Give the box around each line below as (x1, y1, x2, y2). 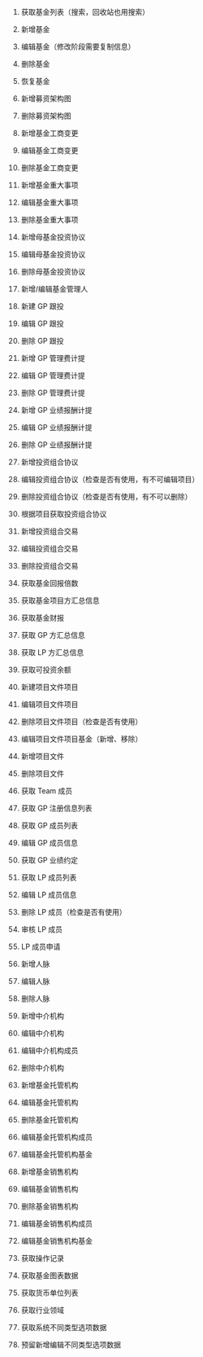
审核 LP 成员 (20, 924, 63, 934)
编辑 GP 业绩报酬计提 (20, 423, 93, 432)
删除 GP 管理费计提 (20, 388, 86, 397)
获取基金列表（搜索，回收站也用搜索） (20, 7, 149, 16)
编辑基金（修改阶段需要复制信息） (20, 42, 136, 51)
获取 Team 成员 (20, 786, 73, 796)
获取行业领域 (20, 1306, 64, 1315)
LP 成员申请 (20, 942, 61, 951)
